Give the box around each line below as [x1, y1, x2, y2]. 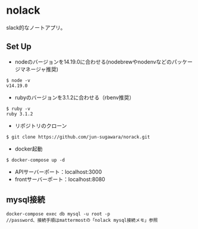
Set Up [6, 42, 32, 52]
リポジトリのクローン [14, 122, 67, 129]
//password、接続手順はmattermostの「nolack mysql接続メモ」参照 [6, 217, 158, 223]
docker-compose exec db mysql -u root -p [6, 211, 111, 217]
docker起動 [14, 145, 43, 152]
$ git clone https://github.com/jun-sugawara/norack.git [6, 134, 150, 140]
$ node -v [6, 77, 31, 83]
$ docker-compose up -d [6, 157, 65, 163]
